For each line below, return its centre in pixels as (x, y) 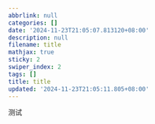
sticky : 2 (24, 60)
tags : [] (22, 74)
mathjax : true (31, 52)
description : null (38, 38)
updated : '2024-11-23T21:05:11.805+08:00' (79, 89)
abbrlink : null (33, 15)
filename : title (35, 45)
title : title (30, 81)
